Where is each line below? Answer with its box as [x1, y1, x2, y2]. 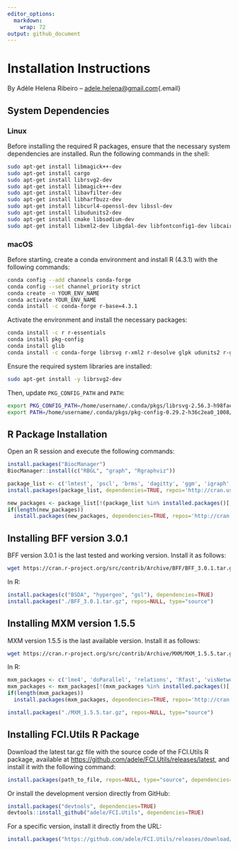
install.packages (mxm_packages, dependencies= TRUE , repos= [13, 696, 192, 703]
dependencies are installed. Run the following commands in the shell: [7, 149, 210, 158]
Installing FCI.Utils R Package [7, 729, 140, 741]
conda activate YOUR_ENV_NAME [7, 296, 97, 303]
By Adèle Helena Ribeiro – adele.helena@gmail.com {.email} [7, 84, 181, 93]
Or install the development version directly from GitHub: [7, 789, 170, 798]
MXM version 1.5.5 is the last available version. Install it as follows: [7, 636, 200, 645]
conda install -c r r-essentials [7, 329, 106, 336]
